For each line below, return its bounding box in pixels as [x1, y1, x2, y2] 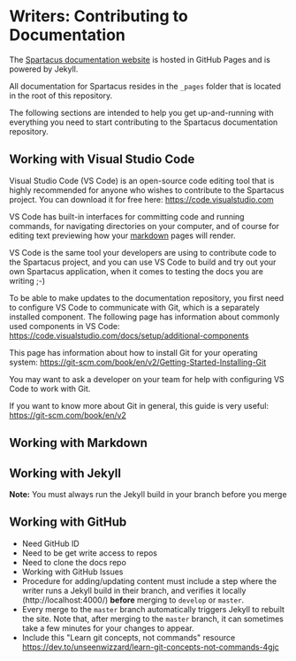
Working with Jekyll [9, 465, 122, 480]
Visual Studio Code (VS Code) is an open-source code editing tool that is [9, 175, 275, 186]
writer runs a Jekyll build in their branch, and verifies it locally [21, 585, 247, 596]
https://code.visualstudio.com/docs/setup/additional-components [9, 330, 249, 341]
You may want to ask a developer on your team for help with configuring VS [9, 373, 285, 384]
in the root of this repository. [9, 90, 113, 101]
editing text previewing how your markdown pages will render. [9, 230, 236, 241]
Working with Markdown [9, 435, 148, 450]
